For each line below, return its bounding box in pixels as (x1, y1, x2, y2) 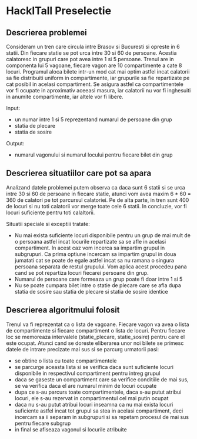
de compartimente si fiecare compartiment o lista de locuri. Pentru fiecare (6, 327, 185, 334)
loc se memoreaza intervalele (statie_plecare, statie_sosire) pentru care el (6, 333, 185, 340)
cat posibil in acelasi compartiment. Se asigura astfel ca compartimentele (6, 81, 183, 88)
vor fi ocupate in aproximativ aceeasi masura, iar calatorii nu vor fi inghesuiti (6, 87, 191, 94)
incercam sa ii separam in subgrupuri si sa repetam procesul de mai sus (14, 413, 189, 420)
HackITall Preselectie (6, 4, 112, 18)
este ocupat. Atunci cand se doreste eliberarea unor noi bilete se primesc (6, 340, 184, 347)
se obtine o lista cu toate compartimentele (14, 357, 117, 364)
